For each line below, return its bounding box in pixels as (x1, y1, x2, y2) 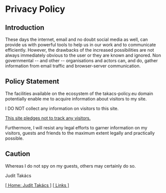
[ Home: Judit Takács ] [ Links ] (5, 182, 70, 188)
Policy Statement (5, 77, 60, 86)
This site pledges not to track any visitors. (5, 115, 91, 121)
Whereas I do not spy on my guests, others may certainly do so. (5, 163, 136, 169)
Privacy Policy (5, 3, 66, 15)
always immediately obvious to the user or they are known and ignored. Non (5, 52, 162, 58)
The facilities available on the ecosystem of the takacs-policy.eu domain (5, 91, 153, 96)
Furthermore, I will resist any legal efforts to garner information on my (5, 124, 148, 130)
